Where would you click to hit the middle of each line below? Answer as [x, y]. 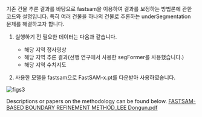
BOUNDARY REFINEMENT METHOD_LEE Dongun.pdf [92, 108]
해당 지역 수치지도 [45, 65]
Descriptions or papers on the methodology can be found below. [87, 101]
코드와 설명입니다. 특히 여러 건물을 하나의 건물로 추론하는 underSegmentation [99, 16]
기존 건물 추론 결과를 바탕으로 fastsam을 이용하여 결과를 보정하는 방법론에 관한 [99, 9]
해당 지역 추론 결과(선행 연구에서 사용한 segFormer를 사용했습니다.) [104, 57]
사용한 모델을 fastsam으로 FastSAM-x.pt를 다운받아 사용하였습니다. [95, 77]
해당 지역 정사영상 [45, 49]
